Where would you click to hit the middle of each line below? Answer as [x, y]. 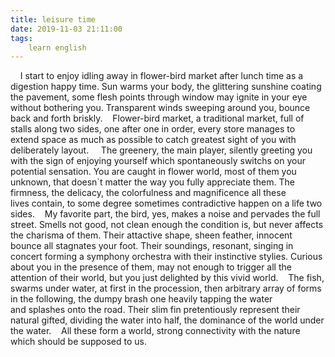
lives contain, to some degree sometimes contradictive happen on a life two [166, 203]
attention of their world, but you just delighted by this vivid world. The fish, [167, 278]
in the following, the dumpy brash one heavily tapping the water [141, 299]
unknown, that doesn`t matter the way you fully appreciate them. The [152, 182]
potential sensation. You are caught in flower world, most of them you [153, 172]
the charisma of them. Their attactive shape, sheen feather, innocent [151, 235]
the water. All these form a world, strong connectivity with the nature [155, 331]
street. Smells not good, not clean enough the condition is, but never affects [167, 225]
